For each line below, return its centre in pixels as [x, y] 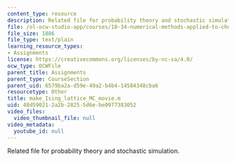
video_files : [26, 112]
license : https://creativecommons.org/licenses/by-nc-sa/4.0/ [100, 60]
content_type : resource [42, 14]
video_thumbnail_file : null [55, 118]
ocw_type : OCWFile [34, 66]
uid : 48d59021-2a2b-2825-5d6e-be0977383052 [72, 105]
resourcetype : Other [38, 92]
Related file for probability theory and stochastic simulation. [94, 151]
